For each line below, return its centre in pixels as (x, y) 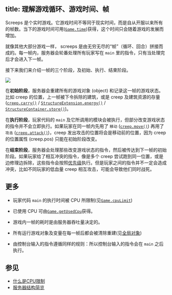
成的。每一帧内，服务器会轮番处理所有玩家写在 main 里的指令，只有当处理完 (85, 52)
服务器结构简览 (28, 288)
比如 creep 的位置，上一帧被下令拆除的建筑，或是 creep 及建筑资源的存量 (83, 97)
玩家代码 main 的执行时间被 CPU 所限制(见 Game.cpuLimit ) (73, 200)
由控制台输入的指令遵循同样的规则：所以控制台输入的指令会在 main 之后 (88, 244)
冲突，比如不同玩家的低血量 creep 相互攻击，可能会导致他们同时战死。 (80, 169)
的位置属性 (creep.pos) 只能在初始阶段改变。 (52, 139)
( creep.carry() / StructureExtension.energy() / (56, 103)
